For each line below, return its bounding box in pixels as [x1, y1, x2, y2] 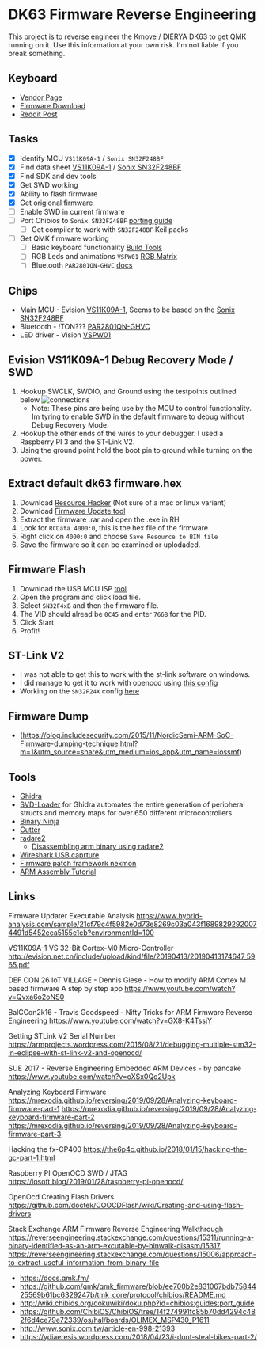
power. [19, 454, 43, 463]
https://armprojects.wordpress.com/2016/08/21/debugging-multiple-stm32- [8, 1039, 256, 1049]
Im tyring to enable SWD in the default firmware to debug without [31, 412, 244, 421]
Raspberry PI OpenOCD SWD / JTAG [8, 1168, 128, 1177]
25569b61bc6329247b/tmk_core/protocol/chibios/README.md [19, 1290, 227, 1299]
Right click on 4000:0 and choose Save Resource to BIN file [19, 531, 218, 541]
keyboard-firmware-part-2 [8, 1112, 95, 1122]
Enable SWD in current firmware [19, 207, 125, 216]
